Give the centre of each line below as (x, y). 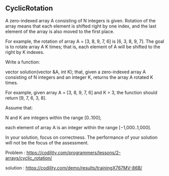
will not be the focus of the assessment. (47, 142)
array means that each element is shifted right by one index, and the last (81, 26)
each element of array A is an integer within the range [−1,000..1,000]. (78, 127)
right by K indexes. (25, 52)
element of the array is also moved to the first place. (60, 31)
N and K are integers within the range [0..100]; (53, 118)
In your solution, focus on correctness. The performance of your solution (81, 137)
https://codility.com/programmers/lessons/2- (73, 153)
